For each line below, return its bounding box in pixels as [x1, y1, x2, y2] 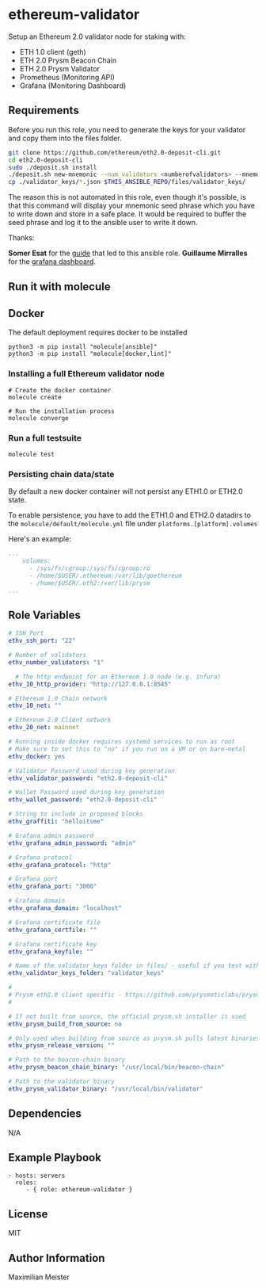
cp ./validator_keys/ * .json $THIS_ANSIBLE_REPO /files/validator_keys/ [8, 178, 246, 186]
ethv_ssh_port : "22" [8, 636, 77, 645]
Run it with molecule [8, 280, 111, 293]
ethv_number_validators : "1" [8, 658, 104, 667]
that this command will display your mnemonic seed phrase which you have [8, 201, 256, 211]
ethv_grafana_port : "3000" [8, 882, 97, 891]
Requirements [8, 104, 79, 117]
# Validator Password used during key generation [8, 766, 176, 774]
